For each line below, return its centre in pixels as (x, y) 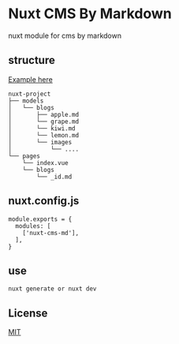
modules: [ (33, 226)
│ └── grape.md (44, 122)
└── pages (24, 156)
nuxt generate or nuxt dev (52, 289)
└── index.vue (45, 163)
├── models (26, 101)
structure (32, 60)
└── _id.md (54, 177)
